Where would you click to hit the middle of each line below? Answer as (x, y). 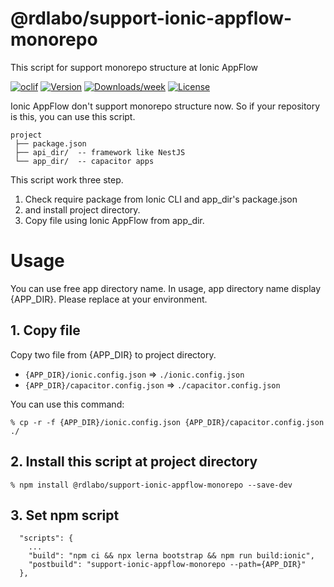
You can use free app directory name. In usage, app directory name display (166, 288)
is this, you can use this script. (73, 116)
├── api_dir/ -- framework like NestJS (100, 152)
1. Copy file (45, 330)
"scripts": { (46, 538)
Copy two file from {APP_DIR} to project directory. (113, 354)
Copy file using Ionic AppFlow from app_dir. (114, 220)
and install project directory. (82, 209)
